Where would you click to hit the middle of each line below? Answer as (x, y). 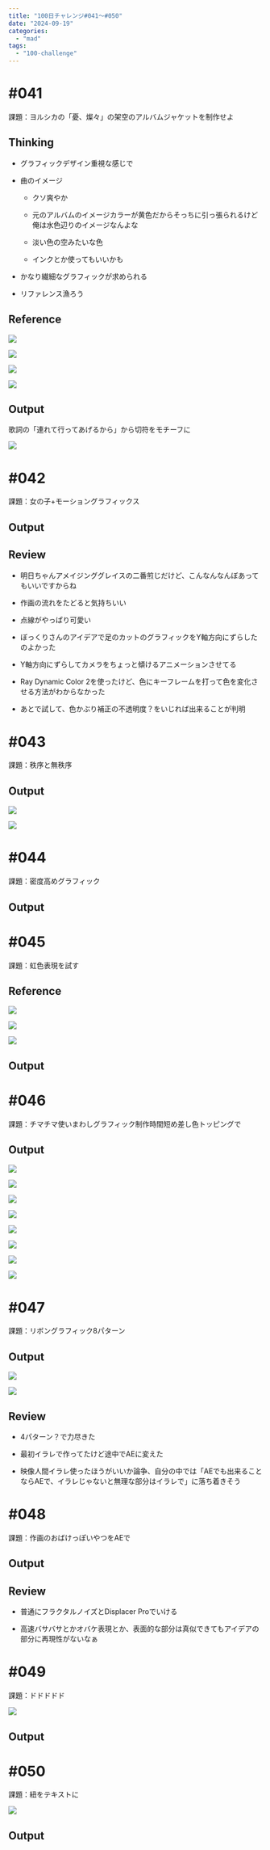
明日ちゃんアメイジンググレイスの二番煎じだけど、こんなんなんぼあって (139, 575)
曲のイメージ (41, 180)
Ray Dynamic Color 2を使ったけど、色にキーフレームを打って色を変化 (135, 681)
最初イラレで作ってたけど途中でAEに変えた (91, 1454)
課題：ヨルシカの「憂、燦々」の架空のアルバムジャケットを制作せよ (121, 116)
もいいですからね (48, 585)
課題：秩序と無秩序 (40, 765)
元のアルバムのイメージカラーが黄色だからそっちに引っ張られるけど (145, 214)
